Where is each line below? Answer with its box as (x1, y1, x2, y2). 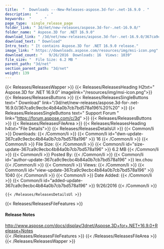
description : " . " (5, 12, 54, 17)
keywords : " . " (5, 16, 47, 21)
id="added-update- (43, 177, 83, 183)
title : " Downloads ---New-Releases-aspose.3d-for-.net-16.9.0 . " (5, 7, 150, 12)
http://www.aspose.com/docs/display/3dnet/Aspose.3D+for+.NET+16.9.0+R (5, 223, 158, 228)
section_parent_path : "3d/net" (5, 66, 69, 71)
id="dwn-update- (108, 130, 144, 137)
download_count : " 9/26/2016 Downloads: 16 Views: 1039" (5, 52, 132, 58)
